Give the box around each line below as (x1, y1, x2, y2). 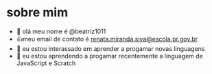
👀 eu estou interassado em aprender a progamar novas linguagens (16, 44, 205, 52)
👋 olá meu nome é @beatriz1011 (16, 27, 106, 35)
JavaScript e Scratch (16, 59, 76, 67)
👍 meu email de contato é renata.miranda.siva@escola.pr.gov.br (16, 35, 198, 43)
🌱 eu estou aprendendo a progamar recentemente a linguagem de (16, 52, 204, 60)
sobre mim (6, 5, 69, 20)
